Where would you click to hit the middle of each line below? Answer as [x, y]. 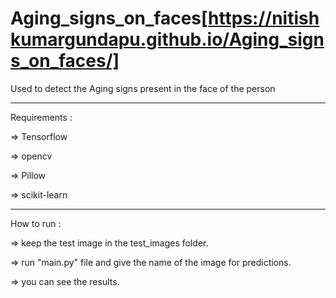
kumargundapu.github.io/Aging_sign [167, 39]
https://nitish [264, 18]
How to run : [36, 223]
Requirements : [41, 117]
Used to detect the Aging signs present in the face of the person [143, 88]
